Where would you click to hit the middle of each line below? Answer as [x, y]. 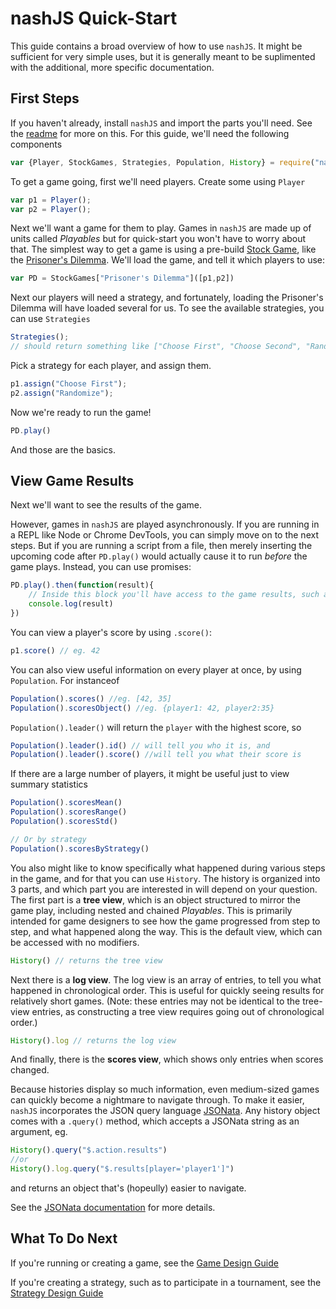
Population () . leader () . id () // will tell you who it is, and [140, 745]
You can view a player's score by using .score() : [111, 632]
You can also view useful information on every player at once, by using [156, 669]
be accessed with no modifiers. [75, 942]
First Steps [45, 98]
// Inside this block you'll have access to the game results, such [174, 595]
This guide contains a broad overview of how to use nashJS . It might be [156, 46]
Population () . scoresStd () [64, 822]
